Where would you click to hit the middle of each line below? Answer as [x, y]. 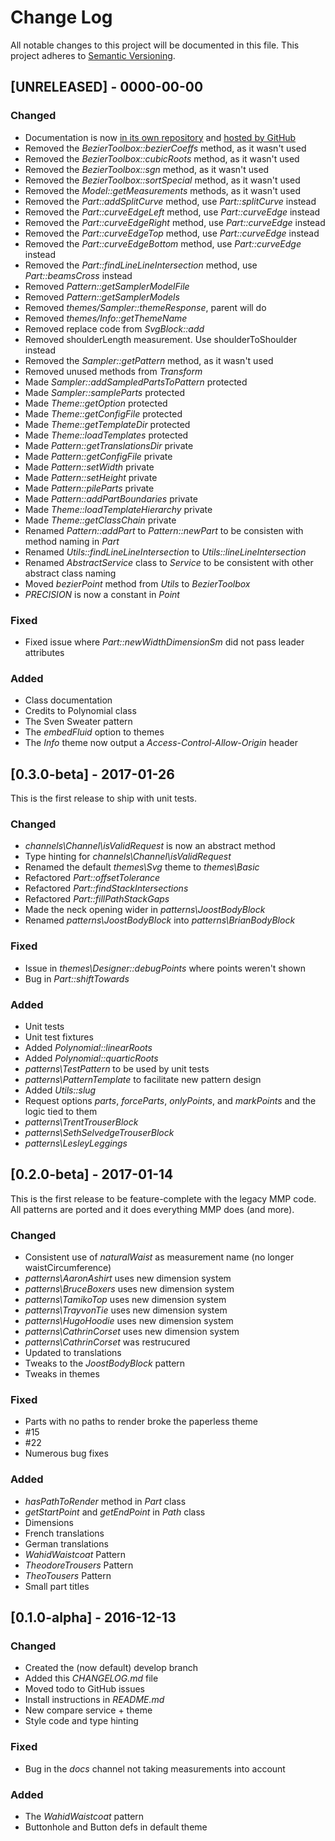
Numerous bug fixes [66, 1453]
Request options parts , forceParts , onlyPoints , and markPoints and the [170, 1100]
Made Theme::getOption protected [96, 403]
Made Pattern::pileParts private [89, 488]
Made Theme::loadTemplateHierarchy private [118, 509]
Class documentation [68, 700]
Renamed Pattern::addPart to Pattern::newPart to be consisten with [164, 530]
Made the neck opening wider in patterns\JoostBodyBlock [145, 910]
